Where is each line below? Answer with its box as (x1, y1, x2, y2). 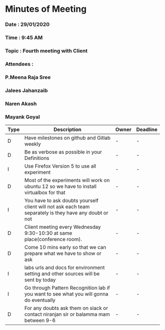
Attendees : (5, 60, 33, 67)
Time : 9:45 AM (5, 34, 43, 41)
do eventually (24, 297, 55, 303)
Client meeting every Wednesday (24, 223, 101, 230)
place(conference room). (24, 236, 82, 242)
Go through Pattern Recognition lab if (24, 284, 110, 291)
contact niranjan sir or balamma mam (24, 311, 110, 318)
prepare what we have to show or (24, 250, 102, 257)
